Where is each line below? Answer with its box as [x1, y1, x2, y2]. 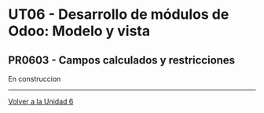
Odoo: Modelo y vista [8, 22, 151, 40]
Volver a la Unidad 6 [8, 97, 74, 106]
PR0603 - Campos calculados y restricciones [8, 53, 236, 67]
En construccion [8, 75, 61, 83]
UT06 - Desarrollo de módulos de [8, 5, 229, 24]
